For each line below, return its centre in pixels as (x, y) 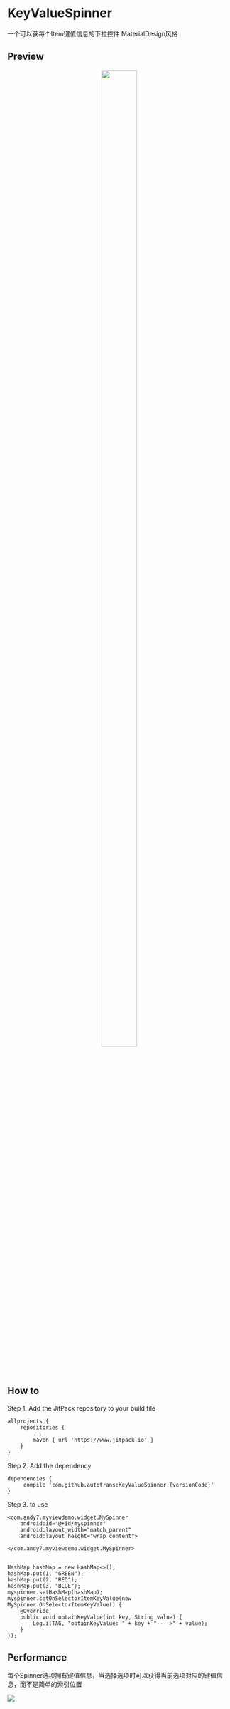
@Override (35, 1611)
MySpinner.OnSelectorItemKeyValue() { (65, 1604)
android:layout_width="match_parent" (76, 1529)
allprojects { (28, 1421)
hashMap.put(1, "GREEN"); (45, 1573)
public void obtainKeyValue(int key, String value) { (101, 1617)
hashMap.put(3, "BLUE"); (44, 1586)
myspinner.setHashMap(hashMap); (55, 1592)
